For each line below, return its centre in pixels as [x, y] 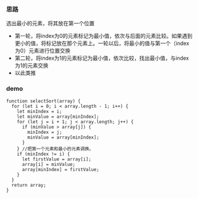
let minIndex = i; [39, 111]
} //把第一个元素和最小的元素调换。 [55, 149]
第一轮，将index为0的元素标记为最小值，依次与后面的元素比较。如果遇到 [103, 36]
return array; [29, 185]
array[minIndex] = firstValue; [60, 169]
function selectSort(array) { [44, 101]
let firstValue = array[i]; [57, 159]
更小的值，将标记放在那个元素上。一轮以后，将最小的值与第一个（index [102, 43]
